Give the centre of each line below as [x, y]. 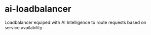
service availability [23, 27]
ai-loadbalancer [38, 9]
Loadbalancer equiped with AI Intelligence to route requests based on [75, 22]
